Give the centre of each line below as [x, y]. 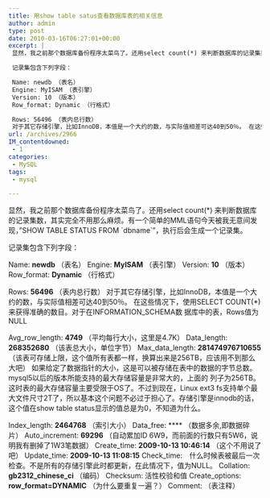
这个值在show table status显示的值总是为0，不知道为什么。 [106, 409]
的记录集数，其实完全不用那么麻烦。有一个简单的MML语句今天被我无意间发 [133, 220]
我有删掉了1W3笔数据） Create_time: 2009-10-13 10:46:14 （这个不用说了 [138, 446]
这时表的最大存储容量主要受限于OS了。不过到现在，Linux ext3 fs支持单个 [130, 388]
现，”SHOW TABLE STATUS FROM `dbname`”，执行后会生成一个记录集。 [128, 230]
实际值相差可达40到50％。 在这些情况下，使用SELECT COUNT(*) [152, 302]
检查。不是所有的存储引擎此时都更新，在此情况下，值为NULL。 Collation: [129, 466]
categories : [28, 157]
